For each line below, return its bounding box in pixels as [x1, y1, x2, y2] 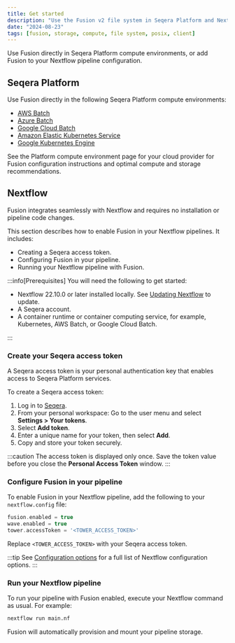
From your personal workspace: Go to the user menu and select [17, 409, 201, 417]
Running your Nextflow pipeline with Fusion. [17, 263, 145, 271]
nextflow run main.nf [7, 615, 71, 622]
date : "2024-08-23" [7, 23, 64, 30]
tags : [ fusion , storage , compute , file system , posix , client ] [7, 29, 196, 37]
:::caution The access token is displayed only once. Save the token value [7, 452, 217, 461]
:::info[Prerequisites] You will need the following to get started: [7, 276, 187, 284]
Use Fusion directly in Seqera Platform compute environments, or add [7, 49, 208, 57]
